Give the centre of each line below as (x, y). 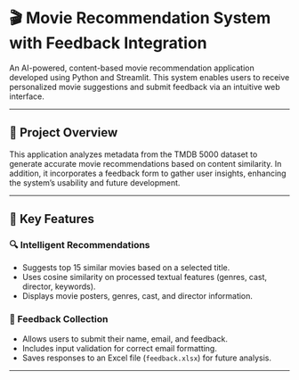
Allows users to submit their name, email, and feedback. (125, 339)
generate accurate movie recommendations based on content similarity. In (145, 163)
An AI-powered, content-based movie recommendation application (132, 68)
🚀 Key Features (52, 219)
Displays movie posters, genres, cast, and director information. (137, 296)
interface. (27, 96)
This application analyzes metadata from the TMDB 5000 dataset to (133, 154)
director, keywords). (59, 286)
